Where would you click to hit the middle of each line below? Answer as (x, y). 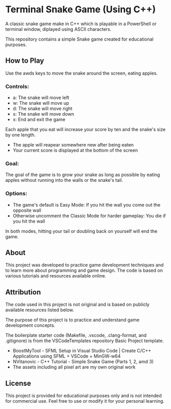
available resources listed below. (40, 310)
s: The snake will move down (43, 114)
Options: (16, 194)
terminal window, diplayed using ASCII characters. (59, 29)
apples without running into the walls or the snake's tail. (64, 180)
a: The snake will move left (41, 98)
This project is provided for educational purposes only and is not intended (83, 396)
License (18, 383)
